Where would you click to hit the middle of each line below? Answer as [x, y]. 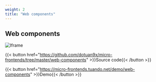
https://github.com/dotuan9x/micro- [76, 55]
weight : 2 [15, 9]
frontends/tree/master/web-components [46, 60]
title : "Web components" [30, 14]
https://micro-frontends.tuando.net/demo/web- [87, 69]
